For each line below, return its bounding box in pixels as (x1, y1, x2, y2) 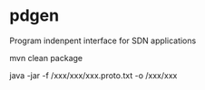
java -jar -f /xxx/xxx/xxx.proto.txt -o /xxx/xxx (9, 69, 178, 81)
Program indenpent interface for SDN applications (9, 35, 197, 46)
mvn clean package (9, 52, 83, 63)
